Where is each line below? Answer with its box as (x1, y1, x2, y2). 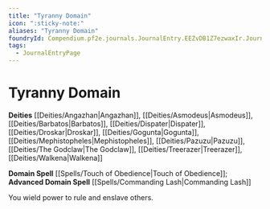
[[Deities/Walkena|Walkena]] (8, 153, 103, 162)
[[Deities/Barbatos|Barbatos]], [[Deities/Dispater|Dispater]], (8, 118, 207, 129)
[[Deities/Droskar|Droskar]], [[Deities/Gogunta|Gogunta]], (8, 127, 199, 137)
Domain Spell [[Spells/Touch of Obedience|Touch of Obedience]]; (8, 168, 228, 178)
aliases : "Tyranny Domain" (8, 27, 99, 35)
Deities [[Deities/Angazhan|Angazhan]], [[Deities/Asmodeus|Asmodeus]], (8, 110, 253, 120)
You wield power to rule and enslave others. (8, 192, 154, 202)
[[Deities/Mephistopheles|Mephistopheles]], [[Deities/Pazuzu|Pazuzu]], (8, 136, 245, 145)
